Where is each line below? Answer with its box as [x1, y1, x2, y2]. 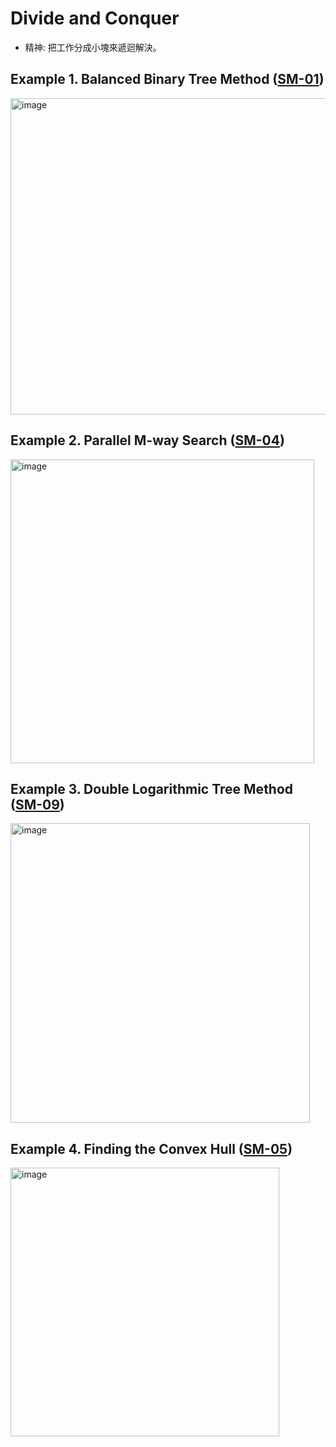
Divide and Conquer [10, 7, 180, 30]
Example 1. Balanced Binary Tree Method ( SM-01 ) [10, 71, 325, 88]
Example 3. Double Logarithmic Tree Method [10, 780, 294, 797]
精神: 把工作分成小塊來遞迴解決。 [24, 41, 162, 53]
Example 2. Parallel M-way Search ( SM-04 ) [10, 432, 285, 449]
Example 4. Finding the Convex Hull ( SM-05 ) [10, 1140, 293, 1157]
